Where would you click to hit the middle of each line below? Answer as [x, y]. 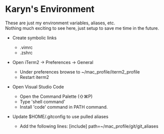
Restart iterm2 [34, 77]
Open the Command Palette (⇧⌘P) [56, 96]
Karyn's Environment [50, 9]
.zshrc [26, 53]
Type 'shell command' [42, 101]
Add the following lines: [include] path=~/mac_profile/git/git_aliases [89, 126]
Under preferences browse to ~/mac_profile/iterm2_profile [80, 72]
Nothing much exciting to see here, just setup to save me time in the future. [82, 28]
